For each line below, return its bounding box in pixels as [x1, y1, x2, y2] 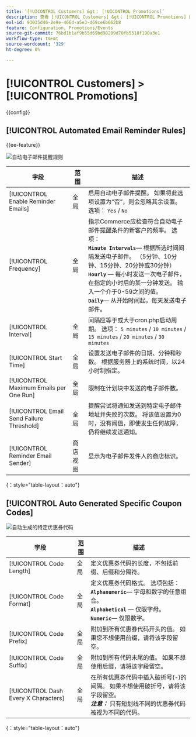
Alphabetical [90, 607, 127, 613]
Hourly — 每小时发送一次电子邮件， [88, 270, 185, 278]
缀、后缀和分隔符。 [90, 568, 143, 576]
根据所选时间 [143, 243, 179, 252]
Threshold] [9, 422, 40, 430]
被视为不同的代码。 [90, 708, 143, 717]
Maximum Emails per [9, 384, 66, 392]
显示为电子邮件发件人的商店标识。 [88, 452, 182, 460]
